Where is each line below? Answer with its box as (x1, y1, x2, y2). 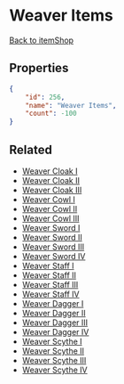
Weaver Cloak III (21, 184, 82, 195)
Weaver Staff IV (21, 289, 80, 299)
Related (9, 142, 53, 157)
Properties (9, 61, 69, 76)
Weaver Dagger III (21, 317, 89, 328)
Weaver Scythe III (21, 355, 87, 365)
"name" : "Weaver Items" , (25, 101, 117, 110)
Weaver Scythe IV (21, 364, 88, 375)
